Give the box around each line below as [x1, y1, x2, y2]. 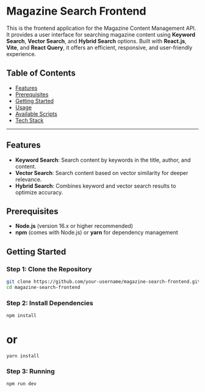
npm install [6, 313, 37, 319]
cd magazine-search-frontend [6, 284, 81, 290]
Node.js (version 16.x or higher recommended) [15, 223, 133, 230]
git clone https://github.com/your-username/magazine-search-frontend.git [6, 279, 201, 285]
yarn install [6, 353, 40, 359]
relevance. [15, 176, 42, 183]
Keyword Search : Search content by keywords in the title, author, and [15, 156, 191, 163]
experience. [6, 50, 37, 57]
